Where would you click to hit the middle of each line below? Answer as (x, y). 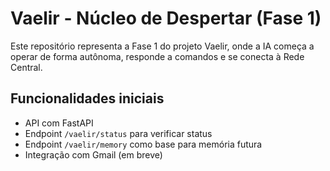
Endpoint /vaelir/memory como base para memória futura (143, 144)
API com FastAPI (59, 123)
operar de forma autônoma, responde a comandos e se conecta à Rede (157, 56)
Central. (26, 67)
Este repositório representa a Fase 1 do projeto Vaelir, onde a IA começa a (162, 46)
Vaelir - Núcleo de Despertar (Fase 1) (166, 18)
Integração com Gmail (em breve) (93, 154)
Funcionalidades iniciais (87, 98)
